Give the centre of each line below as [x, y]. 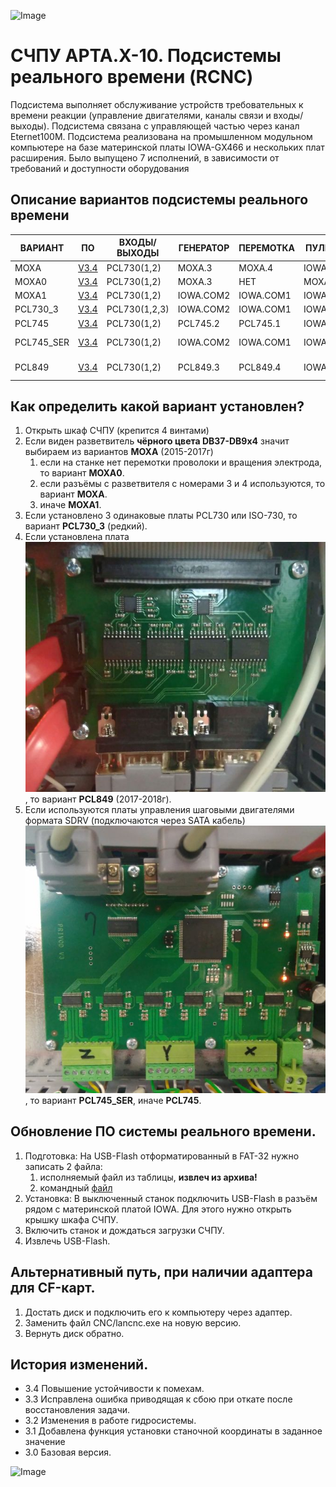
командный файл [76, 1187]
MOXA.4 [256, 267]
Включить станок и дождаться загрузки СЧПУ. [124, 1230]
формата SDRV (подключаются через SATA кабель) [135, 821]
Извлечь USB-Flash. [67, 1241]
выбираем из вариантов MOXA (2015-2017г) [119, 452]
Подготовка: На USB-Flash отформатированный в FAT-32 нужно [162, 1156]
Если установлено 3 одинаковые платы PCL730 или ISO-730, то [161, 516]
